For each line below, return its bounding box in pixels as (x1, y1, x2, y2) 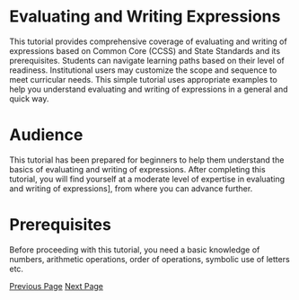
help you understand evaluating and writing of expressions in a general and (9, 84, 288, 94)
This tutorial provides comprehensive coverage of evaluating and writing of (9, 36, 287, 47)
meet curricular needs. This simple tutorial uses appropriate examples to (9, 74, 278, 84)
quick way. (9, 93, 49, 104)
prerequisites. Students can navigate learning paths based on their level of (9, 55, 286, 66)
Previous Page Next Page (9, 280, 104, 291)
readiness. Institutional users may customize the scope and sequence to (9, 65, 277, 75)
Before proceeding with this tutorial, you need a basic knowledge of (9, 244, 260, 255)
